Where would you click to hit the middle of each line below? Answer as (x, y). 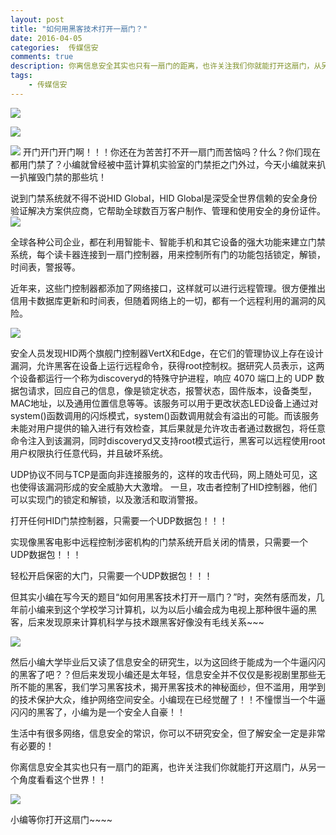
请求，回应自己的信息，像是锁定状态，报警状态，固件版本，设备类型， (172, 390)
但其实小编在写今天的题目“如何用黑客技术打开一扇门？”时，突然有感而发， (163, 597)
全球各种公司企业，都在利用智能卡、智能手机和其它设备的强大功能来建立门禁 (168, 242)
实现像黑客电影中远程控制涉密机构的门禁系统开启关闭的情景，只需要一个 (159, 542)
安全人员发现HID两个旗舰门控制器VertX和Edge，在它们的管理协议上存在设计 (167, 353)
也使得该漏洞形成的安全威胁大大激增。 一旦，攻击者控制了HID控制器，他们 (164, 487)
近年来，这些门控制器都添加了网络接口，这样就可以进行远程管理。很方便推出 (168, 288)
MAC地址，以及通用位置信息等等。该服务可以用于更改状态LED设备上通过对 (164, 403)
